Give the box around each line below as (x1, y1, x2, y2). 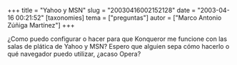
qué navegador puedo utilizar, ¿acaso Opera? (7, 49, 141, 58)
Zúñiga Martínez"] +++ (7, 21, 75, 29)
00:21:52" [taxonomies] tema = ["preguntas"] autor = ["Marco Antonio (15, 13, 222, 22)
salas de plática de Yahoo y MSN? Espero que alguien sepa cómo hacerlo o (7, 42, 230, 50)
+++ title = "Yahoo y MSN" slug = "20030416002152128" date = (7, 6, 196, 14)
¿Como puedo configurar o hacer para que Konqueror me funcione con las (7, 35, 227, 43)
